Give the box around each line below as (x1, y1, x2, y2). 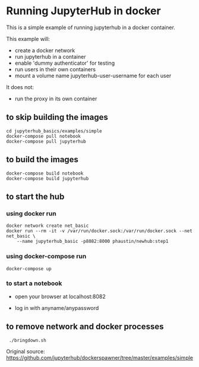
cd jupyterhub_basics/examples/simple (6, 128, 102, 134)
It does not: (6, 83, 34, 90)
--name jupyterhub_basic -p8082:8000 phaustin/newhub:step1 (17, 239, 169, 245)
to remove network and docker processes (6, 322, 164, 332)
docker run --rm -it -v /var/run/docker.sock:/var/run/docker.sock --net (6, 228, 193, 234)
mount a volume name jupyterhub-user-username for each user (14, 72, 172, 79)
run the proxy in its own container (14, 95, 97, 102)
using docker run (6, 209, 56, 217)
